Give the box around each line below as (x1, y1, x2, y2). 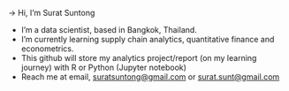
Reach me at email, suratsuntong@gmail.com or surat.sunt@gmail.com (20, 72, 280, 82)
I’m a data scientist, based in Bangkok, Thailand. (20, 25, 198, 34)
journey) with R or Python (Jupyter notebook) (20, 62, 187, 72)
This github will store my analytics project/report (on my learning (20, 53, 257, 63)
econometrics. (20, 43, 74, 54)
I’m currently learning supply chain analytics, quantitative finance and (20, 34, 275, 44)
